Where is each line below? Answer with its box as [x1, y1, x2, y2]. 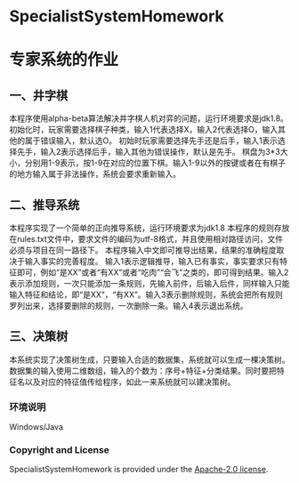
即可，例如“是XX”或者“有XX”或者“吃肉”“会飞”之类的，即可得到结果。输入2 [16, 267, 289, 278]
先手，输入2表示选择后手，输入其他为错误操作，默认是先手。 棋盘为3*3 [16, 147, 280, 157]
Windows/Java [9, 422, 64, 432]
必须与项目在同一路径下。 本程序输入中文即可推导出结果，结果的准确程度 [9, 245, 277, 255]
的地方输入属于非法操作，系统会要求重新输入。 [9, 169, 181, 180]
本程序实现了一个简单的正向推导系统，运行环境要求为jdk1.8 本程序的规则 [9, 222, 274, 233]
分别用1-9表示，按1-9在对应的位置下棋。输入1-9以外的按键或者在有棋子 [24, 157, 287, 168]
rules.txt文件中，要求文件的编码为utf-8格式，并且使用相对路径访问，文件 [16, 234, 284, 244]
